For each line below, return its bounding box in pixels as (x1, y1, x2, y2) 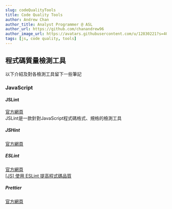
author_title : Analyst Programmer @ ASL (5, 22, 93, 27)
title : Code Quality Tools (5, 12, 63, 17)
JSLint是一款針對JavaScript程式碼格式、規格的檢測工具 (5, 115, 122, 121)
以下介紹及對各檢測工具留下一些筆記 (5, 71, 82, 77)
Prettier (5, 185, 22, 191)
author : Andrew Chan (5, 17, 50, 22)
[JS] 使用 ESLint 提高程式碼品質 (5, 173, 72, 179)
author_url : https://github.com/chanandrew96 (5, 27, 104, 32)
